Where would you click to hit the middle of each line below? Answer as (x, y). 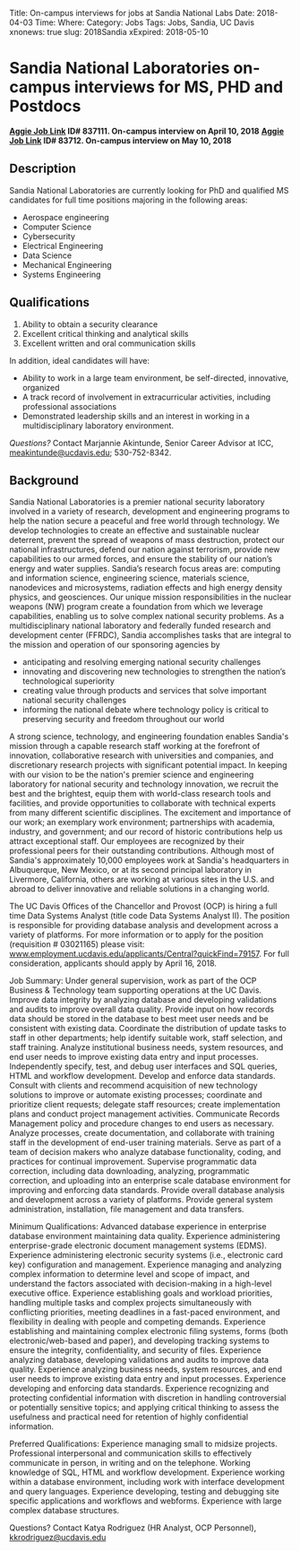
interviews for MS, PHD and (179, 87)
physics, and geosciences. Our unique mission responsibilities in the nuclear (150, 597)
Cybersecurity (49, 236)
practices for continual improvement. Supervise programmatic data (133, 1162)
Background (44, 480)
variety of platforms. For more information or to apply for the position (137, 935)
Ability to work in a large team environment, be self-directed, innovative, (155, 378)
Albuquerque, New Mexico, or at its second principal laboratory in (131, 870)
